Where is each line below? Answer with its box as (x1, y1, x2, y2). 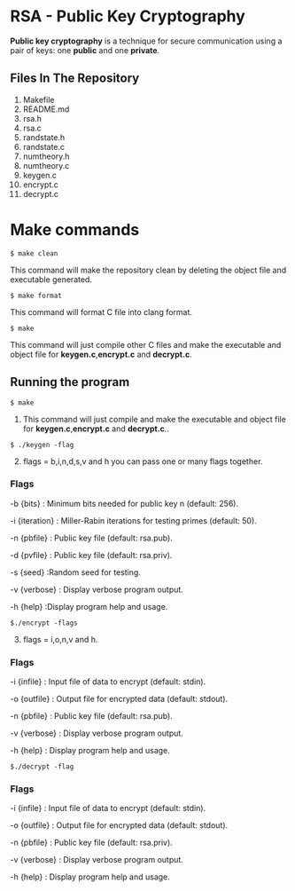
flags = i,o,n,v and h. (22, 634, 98, 644)
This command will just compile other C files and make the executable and (10, 339, 282, 350)
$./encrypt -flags (10, 619, 78, 627)
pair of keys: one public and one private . (10, 44, 160, 55)
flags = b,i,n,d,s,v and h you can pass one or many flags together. (22, 455, 263, 467)
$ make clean (10, 248, 58, 258)
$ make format (10, 291, 63, 300)
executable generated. (10, 273, 92, 285)
